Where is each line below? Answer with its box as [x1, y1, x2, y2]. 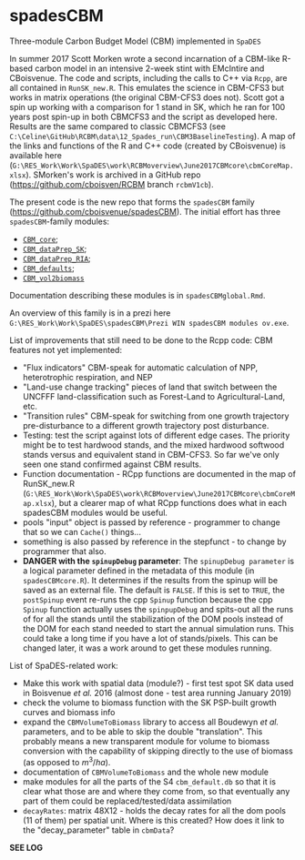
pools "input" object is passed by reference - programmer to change [22, 516, 280, 528]
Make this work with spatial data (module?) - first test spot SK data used [22, 677, 294, 688]
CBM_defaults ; [22, 262, 75, 273]
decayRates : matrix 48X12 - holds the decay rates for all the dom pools [22, 804, 287, 815]
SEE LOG [9, 842, 44, 853]
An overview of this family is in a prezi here [9, 307, 171, 319]
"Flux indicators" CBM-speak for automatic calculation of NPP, [22, 361, 258, 373]
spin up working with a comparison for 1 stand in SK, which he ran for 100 [9, 101, 286, 112]
